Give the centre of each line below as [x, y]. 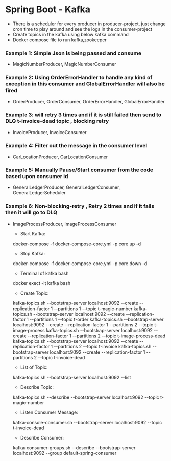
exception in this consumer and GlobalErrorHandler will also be [85, 84]
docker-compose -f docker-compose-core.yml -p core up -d [77, 244]
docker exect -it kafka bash [42, 283]
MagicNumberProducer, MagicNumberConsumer [64, 64]
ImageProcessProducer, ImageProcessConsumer [64, 224]
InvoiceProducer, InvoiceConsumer [50, 132]
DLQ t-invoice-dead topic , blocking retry [57, 121]
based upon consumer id [37, 177]
